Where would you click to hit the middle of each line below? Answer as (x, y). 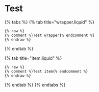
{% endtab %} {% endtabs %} (35, 85)
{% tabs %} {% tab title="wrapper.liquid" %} (49, 22)
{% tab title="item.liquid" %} (33, 58)
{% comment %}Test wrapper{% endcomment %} (50, 35)
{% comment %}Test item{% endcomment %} (47, 71)
